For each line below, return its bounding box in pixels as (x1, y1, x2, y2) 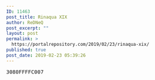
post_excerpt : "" (6, 25, 49, 31)
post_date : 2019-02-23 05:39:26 (6, 52, 86, 58)
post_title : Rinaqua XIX (6, 14, 67, 20)
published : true (6, 47, 46, 53)
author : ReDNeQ (6, 19, 44, 25)
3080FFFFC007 (6, 68, 44, 75)
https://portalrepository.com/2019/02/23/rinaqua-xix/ (11, 42, 150, 48)
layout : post (6, 31, 38, 36)
